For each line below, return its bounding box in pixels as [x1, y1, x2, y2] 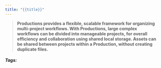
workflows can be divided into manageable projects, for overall [17, 31, 147, 36]
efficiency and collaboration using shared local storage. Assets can [17, 36, 157, 42]
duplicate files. [17, 46, 49, 52]
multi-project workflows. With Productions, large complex [17, 25, 137, 32]
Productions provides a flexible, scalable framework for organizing [17, 20, 155, 26]
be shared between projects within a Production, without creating [17, 41, 153, 47]
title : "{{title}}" [5, 7, 45, 12]
